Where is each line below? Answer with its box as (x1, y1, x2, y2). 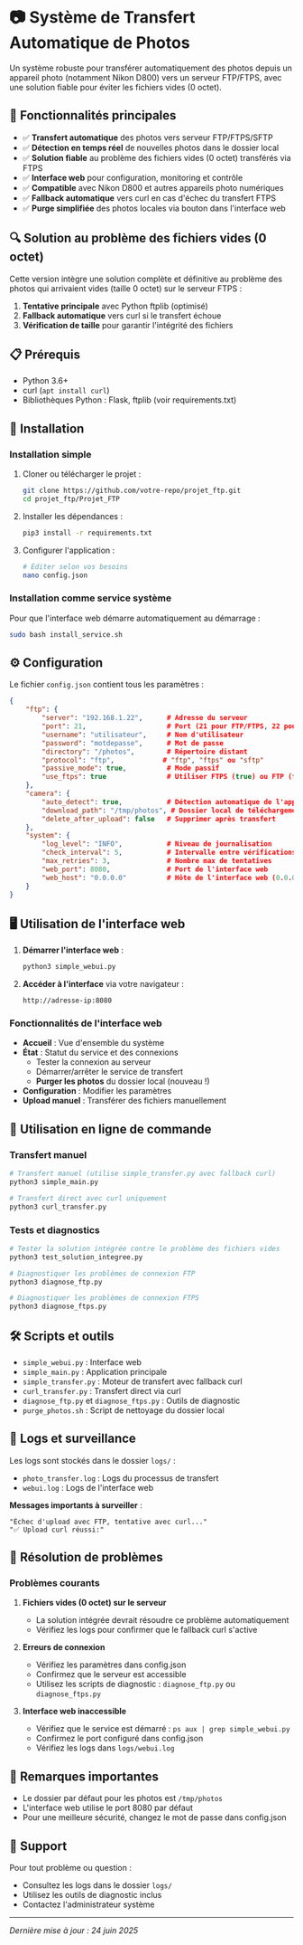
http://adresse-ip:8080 (22, 996, 113, 1005)
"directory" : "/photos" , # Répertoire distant (41, 747, 248, 756)
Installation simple (9, 448, 92, 460)
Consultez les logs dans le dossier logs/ (22, 1880, 173, 1891)
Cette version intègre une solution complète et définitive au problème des (9, 273, 282, 284)
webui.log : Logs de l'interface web (22, 1482, 154, 1493)
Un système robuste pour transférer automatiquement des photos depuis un (9, 62, 293, 73)
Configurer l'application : (22, 545, 115, 555)
